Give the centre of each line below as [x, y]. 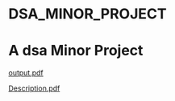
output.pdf [26, 73]
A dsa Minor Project [76, 51]
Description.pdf [34, 88]
